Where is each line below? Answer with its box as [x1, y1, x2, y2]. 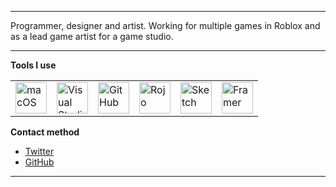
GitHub [24, 156, 55, 168]
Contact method [10, 126, 80, 138]
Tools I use [10, 59, 57, 71]
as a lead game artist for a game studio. [10, 31, 174, 42]
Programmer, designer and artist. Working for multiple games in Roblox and [10, 20, 321, 31]
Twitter [24, 146, 55, 157]
